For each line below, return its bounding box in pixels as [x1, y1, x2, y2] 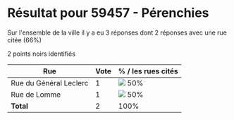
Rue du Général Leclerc [11, 78, 89, 88]
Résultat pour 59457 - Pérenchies [7, 5, 209, 21]
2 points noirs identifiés [7, 49, 76, 58]
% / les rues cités [118, 66, 178, 76]
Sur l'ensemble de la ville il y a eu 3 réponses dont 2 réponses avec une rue [7, 28, 228, 37]
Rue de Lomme [11, 90, 61, 100]
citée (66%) [7, 35, 42, 44]
